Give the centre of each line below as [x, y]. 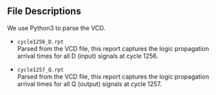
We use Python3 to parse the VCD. [56, 28]
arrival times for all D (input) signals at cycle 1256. [88, 56]
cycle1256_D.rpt [40, 42]
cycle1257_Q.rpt [40, 70]
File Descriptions [44, 11]
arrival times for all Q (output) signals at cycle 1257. [89, 84]
